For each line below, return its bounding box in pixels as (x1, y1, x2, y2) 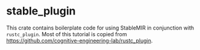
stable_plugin (6, 4, 76, 18)
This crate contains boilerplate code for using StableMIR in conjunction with (6, 24, 195, 31)
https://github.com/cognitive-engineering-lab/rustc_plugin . (6, 37, 153, 44)
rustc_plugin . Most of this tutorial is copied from (6, 30, 128, 37)
